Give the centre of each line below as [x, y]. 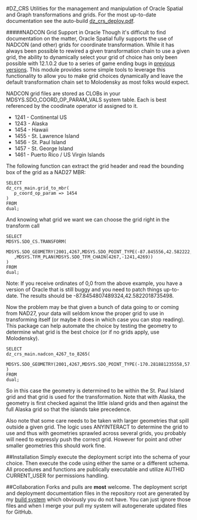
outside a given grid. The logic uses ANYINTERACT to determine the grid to [97, 427]
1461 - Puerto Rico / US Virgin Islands [60, 154]
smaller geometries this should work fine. [56, 446]
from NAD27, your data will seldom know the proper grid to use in [85, 313]
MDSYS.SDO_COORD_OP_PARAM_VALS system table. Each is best [86, 100]
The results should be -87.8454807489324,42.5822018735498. [97, 296]
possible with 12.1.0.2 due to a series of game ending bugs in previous [91, 63]
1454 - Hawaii [31, 130]
